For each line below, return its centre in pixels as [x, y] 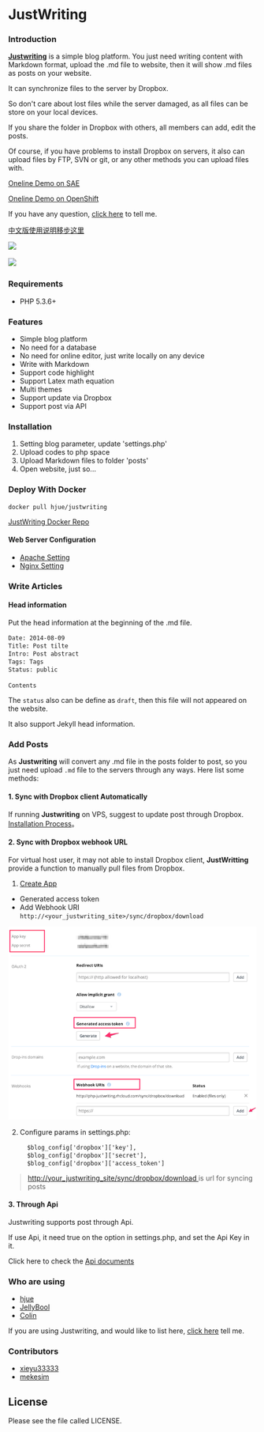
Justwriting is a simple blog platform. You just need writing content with [125, 56]
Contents [22, 686]
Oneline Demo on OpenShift [54, 198]
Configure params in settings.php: [75, 1132]
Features [26, 322]
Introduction [32, 40]
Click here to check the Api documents [71, 1261]
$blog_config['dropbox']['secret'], [87, 1155]
